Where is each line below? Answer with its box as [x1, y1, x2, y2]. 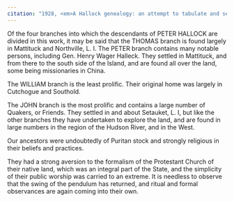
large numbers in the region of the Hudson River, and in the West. [7, 123, 195, 131]
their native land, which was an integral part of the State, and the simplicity [7, 164, 222, 173]
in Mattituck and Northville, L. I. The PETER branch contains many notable [7, 44, 219, 52]
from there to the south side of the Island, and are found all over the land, [7, 59, 217, 67]
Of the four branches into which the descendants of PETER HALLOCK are [7, 29, 218, 38]
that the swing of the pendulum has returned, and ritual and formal [7, 179, 198, 188]
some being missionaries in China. [7, 66, 106, 75]
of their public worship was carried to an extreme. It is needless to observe [7, 172, 223, 180]
